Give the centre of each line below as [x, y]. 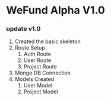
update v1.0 [23, 29]
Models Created [34, 79]
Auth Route [37, 54]
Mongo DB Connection [43, 73]
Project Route [40, 67]
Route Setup [30, 48]
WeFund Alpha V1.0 [56, 10]
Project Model [41, 92]
